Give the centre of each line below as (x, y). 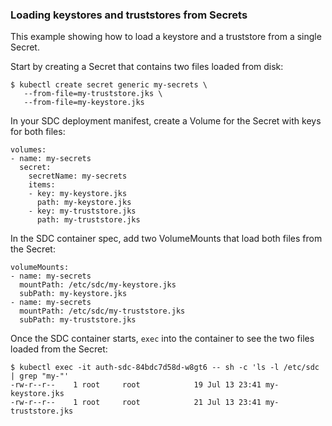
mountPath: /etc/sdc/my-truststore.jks (102, 311)
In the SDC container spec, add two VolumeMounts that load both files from (166, 239)
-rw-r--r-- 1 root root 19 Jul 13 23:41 (136, 385)
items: (42, 185)
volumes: (28, 150)
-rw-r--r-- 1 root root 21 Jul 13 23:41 (136, 403)
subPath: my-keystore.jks (73, 294)
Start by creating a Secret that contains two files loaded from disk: (147, 67)
